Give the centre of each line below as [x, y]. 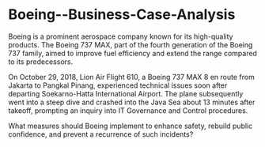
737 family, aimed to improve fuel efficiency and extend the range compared [132, 53]
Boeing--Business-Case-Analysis [122, 15]
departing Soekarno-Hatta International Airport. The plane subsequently [126, 93]
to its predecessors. [41, 62]
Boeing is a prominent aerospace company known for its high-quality [121, 36]
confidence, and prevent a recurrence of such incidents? [101, 134]
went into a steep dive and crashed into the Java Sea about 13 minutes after [132, 102]
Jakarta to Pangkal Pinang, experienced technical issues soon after [118, 85]
